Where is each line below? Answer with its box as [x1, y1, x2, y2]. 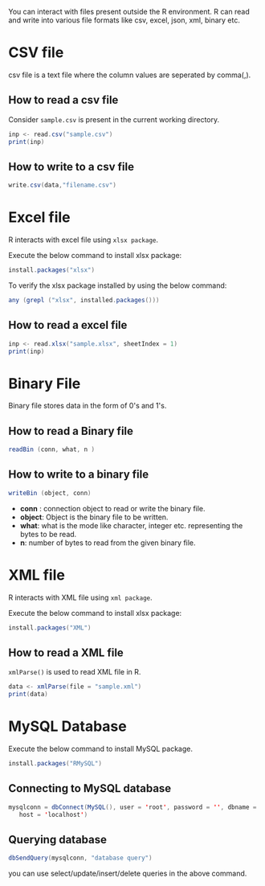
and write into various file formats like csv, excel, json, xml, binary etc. [8, 15, 241, 25]
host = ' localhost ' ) [18, 810, 88, 818]
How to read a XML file [8, 646, 124, 659]
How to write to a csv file [8, 160, 135, 174]
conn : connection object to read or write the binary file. [19, 503, 206, 513]
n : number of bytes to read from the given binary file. [19, 538, 196, 548]
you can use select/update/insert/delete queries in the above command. [8, 868, 247, 879]
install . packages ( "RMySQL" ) [8, 760, 103, 768]
